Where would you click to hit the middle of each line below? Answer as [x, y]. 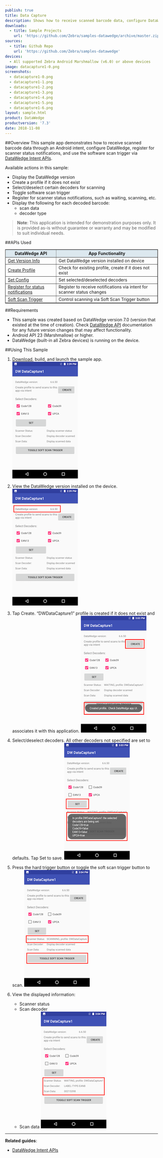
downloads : [16, 26]
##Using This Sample [26, 350]
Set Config [18, 280]
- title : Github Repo [31, 46]
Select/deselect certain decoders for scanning [58, 187]
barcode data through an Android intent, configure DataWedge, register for [80, 148]
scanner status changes [82, 292]
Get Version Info [24, 261]
